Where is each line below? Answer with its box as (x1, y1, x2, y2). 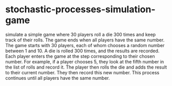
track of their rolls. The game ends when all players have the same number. (5, 37, 165, 43)
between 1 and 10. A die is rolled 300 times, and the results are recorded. (5, 48, 160, 54)
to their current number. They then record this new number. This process (5, 69, 160, 75)
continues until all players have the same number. (5, 75, 110, 81)
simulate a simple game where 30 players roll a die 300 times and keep (5, 31, 156, 37)
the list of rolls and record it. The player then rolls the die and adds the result (5, 64, 167, 70)
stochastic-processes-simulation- (5, 4, 156, 15)
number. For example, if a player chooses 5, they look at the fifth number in (5, 58, 164, 64)
